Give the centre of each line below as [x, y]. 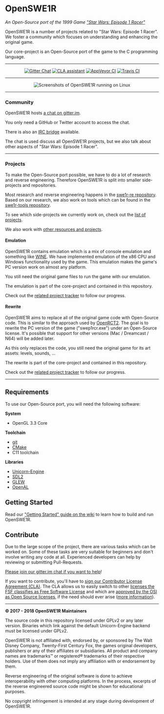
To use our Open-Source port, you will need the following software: [73, 404]
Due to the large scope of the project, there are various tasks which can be [81, 547]
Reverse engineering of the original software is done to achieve [69, 676]
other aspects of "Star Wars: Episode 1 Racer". [52, 147]
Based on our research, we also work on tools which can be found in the [78, 200]
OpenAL [20, 487]
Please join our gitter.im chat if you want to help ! [54, 572]
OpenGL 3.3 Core [30, 423]
